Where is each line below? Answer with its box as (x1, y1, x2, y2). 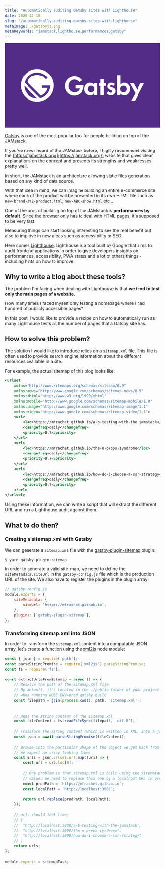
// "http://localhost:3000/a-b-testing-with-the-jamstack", (14, 823, 141, 828)
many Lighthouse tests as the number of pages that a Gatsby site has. (5, 320, 147, 326)
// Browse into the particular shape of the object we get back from (14, 745, 160, 750)
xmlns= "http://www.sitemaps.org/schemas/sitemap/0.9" (14, 383, 126, 388)
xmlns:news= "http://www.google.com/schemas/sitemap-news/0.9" (14, 388, 144, 393)
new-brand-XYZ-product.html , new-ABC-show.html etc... (5, 198, 114, 204)
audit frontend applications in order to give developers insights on (5, 248, 138, 254)
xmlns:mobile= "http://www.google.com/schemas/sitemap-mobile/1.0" (14, 399, 153, 404)
